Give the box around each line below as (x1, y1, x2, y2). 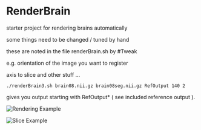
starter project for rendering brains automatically (6, 24, 128, 31)
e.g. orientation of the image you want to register (6, 59, 128, 67)
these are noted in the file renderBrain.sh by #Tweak (6, 47, 137, 55)
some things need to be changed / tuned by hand (6, 36, 130, 43)
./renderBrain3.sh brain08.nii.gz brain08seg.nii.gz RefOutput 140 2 (6, 83, 186, 89)
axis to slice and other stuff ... (6, 71, 81, 78)
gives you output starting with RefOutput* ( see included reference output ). (6, 93, 196, 100)
